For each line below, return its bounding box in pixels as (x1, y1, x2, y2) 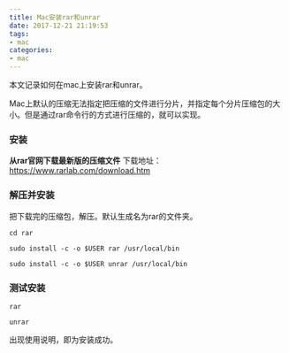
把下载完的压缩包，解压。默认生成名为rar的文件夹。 (9, 211, 198, 221)
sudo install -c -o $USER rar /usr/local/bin (9, 244, 179, 253)
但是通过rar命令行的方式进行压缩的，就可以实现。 (24, 110, 206, 119)
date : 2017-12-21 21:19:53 (9, 21, 109, 30)
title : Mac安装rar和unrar (9, 12, 101, 22)
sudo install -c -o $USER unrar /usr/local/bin (9, 259, 188, 268)
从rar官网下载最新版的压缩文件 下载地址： (9, 156, 162, 166)
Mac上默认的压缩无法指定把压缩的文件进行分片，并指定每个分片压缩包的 (9, 98, 273, 109)
